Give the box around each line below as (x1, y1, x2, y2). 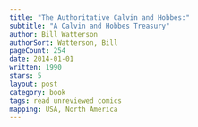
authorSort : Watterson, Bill (9, 38, 118, 47)
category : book (9, 88, 66, 97)
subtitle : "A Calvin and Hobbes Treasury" (9, 21, 170, 30)
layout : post (9, 80, 58, 89)
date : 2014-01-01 (9, 55, 74, 63)
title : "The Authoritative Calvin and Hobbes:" (9, 13, 191, 22)
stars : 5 (9, 72, 42, 80)
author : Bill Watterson (9, 30, 99, 38)
